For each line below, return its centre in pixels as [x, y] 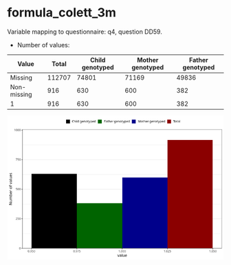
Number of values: [43, 45]
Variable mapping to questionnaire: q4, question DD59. [85, 32]
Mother [148, 60]
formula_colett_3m [62, 13]
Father [198, 60]
